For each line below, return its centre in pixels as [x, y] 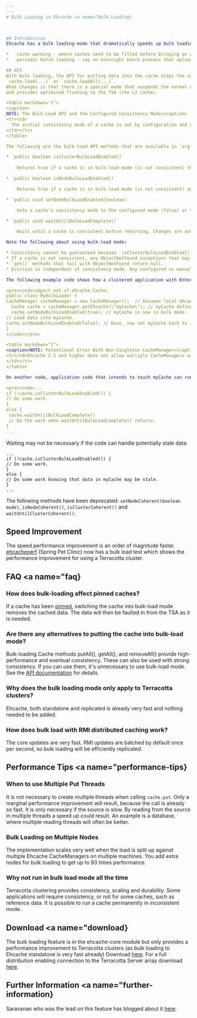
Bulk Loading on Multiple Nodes [52, 837]
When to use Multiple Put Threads [56, 784]
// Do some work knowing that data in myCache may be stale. [82, 479]
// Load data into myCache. [40, 318]
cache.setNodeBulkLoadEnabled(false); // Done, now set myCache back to [97, 323]
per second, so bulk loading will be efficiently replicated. [74, 749]
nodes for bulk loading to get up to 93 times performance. [76, 862]
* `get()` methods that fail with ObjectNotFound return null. [85, 263]
